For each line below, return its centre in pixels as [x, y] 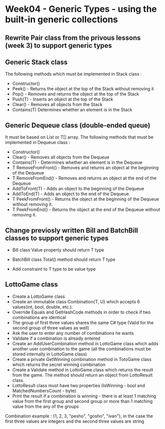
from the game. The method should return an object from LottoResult [82, 375]
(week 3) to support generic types [59, 45]
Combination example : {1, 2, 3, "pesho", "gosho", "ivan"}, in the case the [79, 416]
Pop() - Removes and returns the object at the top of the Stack [76, 94]
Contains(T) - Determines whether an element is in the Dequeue [77, 162]
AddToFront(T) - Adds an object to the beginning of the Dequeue [78, 189]
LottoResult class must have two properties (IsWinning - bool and [79, 385]
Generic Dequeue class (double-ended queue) [78, 125]
